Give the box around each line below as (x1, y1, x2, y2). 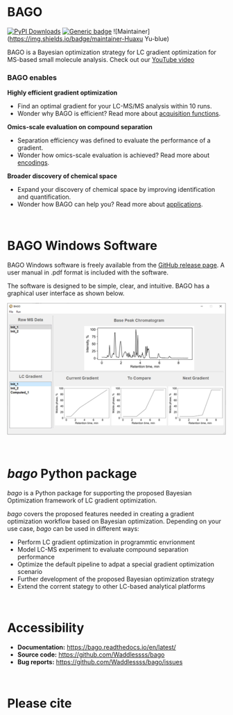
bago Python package (7, 466, 137, 482)
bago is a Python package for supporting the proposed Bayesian (7, 488, 192, 497)
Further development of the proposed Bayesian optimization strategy (17, 575, 215, 583)
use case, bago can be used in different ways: (7, 524, 140, 532)
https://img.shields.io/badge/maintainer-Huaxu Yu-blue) (9, 34, 170, 42)
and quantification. (17, 192, 71, 202)
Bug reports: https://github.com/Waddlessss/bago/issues (17, 657, 183, 666)
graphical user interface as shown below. (7, 289, 125, 297)
